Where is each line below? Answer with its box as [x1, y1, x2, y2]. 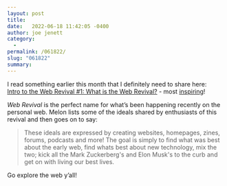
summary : [7, 61, 32, 68]
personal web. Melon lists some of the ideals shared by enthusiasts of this [7, 108, 217, 116]
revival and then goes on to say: [7, 115, 98, 124]
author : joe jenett [7, 29, 63, 36]
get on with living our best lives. [23, 157, 115, 165]
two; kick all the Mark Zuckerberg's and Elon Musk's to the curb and [23, 150, 218, 159]
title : [7, 16, 26, 23]
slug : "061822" [7, 55, 51, 62]
